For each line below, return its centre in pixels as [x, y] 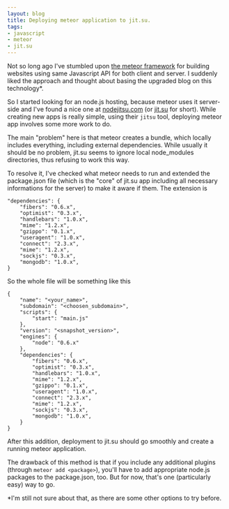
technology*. [25, 88]
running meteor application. [47, 449]
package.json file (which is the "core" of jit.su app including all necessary [112, 181]
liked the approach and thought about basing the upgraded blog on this [110, 81]
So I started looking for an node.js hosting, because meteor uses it [103, 102]
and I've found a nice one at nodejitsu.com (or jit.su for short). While [118, 109]
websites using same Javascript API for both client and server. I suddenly [112, 73]
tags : [15, 27]
